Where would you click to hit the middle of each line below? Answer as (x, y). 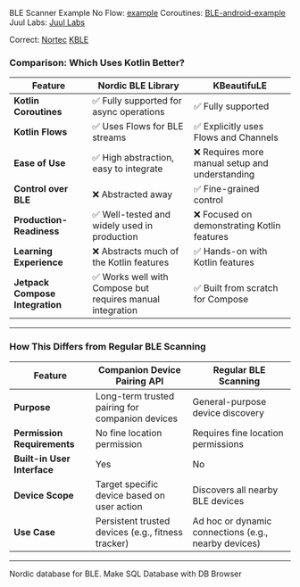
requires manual (126, 300)
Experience (38, 262)
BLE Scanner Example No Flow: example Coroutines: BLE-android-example (147, 13)
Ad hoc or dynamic (232, 521)
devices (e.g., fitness (139, 532)
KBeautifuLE (240, 86)
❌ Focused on (223, 215)
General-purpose (229, 401)
